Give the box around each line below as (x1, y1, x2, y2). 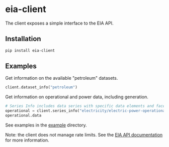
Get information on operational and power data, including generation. (5, 94, 148, 100)
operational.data (5, 113, 42, 118)
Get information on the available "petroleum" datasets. (5, 75, 118, 81)
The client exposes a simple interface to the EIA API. (5, 20, 114, 26)
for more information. (5, 137, 49, 143)
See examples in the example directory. (5, 122, 87, 128)
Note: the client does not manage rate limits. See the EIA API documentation (5, 131, 163, 137)
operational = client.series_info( (5, 108, 80, 113)
